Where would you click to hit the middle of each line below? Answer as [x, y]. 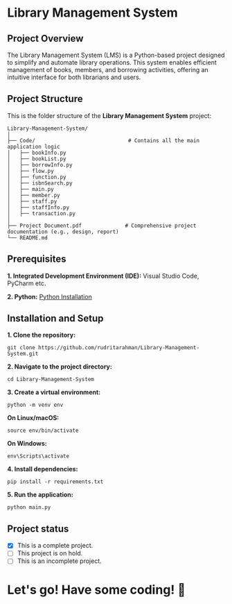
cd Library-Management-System [51, 380]
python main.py [29, 507]
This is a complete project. [55, 546]
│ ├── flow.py [30, 171]
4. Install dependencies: [43, 469]
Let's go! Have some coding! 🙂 [96, 590]
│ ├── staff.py [32, 201]
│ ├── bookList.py [37, 159]
